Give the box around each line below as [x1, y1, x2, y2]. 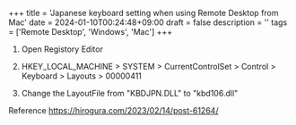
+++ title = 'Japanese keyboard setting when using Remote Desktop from [8, 8, 279, 18]
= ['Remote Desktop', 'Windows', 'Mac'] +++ [8, 27, 172, 37]
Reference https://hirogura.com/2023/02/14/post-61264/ [8, 105, 219, 115]
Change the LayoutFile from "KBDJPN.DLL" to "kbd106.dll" [21, 88, 239, 98]
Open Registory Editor [21, 44, 104, 54]
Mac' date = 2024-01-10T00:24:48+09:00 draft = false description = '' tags [8, 17, 288, 28]
